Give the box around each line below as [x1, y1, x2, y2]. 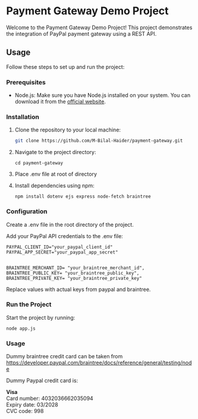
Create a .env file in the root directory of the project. [6, 221, 134, 228]
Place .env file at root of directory [14, 171, 97, 178]
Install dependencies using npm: [14, 182, 95, 189]
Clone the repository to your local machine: [14, 126, 121, 133]
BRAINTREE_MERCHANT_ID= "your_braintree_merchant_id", [6, 265, 145, 271]
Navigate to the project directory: [14, 149, 96, 156]
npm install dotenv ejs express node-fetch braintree [14, 193, 151, 200]
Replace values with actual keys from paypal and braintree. [6, 286, 151, 293]
